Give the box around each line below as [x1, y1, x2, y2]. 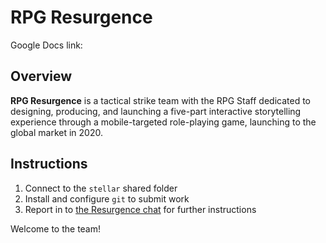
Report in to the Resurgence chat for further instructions [24, 203, 257, 215]
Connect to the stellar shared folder [24, 182, 178, 194]
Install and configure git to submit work [24, 192, 190, 205]
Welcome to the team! [10, 222, 102, 235]
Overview [10, 68, 73, 85]
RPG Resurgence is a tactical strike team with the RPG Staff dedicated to [10, 94, 311, 106]
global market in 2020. [10, 126, 103, 138]
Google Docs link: [10, 39, 83, 51]
